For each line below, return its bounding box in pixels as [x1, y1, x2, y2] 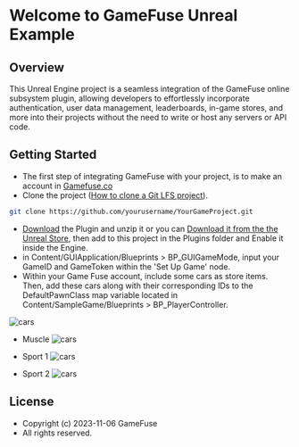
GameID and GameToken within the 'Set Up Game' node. [21, 261, 230, 272]
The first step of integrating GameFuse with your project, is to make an [21, 170, 283, 181]
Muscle [21, 334, 50, 344]
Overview [9, 60, 65, 75]
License [9, 394, 54, 410]
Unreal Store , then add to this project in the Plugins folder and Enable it [21, 233, 284, 244]
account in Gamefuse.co [21, 180, 113, 191]
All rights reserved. [21, 427, 93, 438]
